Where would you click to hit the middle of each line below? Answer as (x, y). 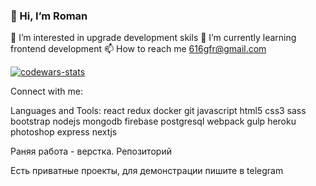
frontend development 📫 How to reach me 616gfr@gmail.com (138, 49)
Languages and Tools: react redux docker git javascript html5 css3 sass (158, 111)
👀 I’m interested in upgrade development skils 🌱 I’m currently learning (153, 38)
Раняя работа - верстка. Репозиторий (91, 151)
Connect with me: (46, 91)
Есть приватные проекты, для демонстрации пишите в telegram (147, 171)
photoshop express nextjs (64, 132)
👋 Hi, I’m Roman (49, 16)
